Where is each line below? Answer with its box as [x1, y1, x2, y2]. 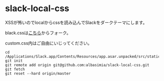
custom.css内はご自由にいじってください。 [5, 40, 92, 46]
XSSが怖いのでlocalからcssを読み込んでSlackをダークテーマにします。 [5, 19, 147, 25]
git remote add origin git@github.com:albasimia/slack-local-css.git [5, 63, 150, 67]
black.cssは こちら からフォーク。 [5, 30, 71, 35]
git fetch [5, 66, 25, 72]
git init [5, 58, 23, 63]
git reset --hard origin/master [5, 71, 71, 76]
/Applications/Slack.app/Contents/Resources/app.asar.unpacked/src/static [5, 54, 161, 59]
